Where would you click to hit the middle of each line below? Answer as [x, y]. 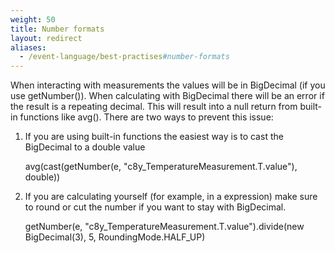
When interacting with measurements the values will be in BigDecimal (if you [168, 85]
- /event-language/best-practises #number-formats [124, 57]
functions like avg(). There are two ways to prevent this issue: [146, 117]
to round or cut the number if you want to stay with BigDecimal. [155, 207]
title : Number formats [57, 29]
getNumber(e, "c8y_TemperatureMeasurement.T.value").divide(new [164, 227]
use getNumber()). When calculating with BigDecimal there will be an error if [167, 96]
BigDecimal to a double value [85, 147]
